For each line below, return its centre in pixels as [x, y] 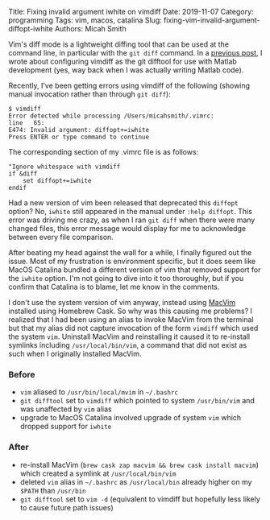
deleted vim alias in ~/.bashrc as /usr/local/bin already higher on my [136, 481]
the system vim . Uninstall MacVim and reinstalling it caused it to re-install [129, 336]
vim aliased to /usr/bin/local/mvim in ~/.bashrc [99, 392]
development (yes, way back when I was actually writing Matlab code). [126, 70]
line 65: [27, 123]
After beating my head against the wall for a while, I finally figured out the [130, 252]
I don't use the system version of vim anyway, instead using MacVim [122, 302]
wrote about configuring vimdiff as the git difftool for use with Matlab [123, 61]
